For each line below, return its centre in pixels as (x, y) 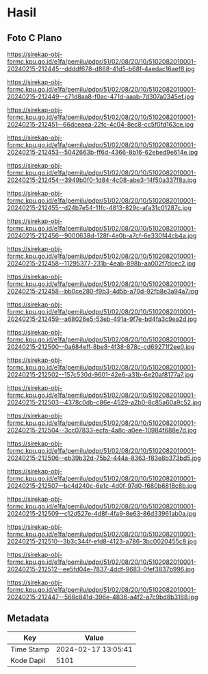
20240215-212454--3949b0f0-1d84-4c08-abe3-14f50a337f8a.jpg (102, 180)
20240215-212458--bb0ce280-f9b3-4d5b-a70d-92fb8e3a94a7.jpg (103, 291)
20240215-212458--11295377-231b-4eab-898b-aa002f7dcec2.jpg (102, 263)
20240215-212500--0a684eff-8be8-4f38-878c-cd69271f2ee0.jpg (101, 347)
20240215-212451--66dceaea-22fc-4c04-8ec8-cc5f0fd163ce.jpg (100, 124)
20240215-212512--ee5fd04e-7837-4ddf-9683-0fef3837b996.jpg (101, 569)
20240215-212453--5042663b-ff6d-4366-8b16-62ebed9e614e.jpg (103, 152)
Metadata (28, 618)
